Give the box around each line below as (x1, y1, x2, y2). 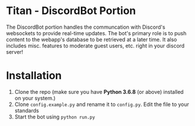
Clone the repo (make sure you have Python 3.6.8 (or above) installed (14, 88, 184, 95)
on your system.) (14, 94, 56, 101)
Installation (6, 69, 62, 83)
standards (14, 107, 39, 114)
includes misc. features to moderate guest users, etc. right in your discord (6, 42, 185, 49)
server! (6, 48, 23, 55)
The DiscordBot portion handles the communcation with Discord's (6, 23, 166, 30)
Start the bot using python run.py (14, 113, 95, 120)
